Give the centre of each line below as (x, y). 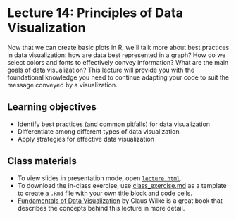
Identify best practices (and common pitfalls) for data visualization (113, 124)
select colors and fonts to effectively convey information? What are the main (118, 62)
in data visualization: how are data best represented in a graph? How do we (117, 55)
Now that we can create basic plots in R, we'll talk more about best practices (118, 47)
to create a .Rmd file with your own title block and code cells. (105, 193)
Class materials (42, 161)
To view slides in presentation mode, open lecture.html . (99, 178)
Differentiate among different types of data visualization (98, 131)
